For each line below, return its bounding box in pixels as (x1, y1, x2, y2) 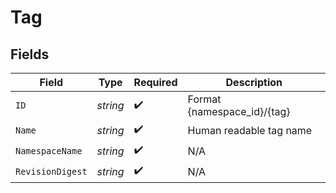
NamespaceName (15, 145, 83, 156)
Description (225, 76, 283, 89)
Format (187, 92, 222, 106)
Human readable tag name (187, 123, 313, 137)
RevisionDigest (15, 166, 88, 177)
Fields (10, 46, 50, 63)
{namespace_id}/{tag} (187, 105, 291, 118)
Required (133, 76, 178, 89)
